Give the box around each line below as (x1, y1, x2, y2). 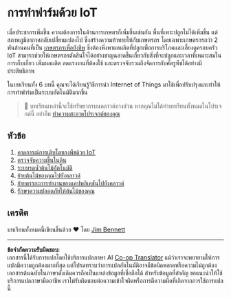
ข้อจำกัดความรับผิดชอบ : (7, 245, 60, 253)
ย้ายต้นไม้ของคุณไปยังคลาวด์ (16, 171, 81, 179)
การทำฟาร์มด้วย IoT (7, 5, 98, 21)
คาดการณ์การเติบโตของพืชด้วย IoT (16, 148, 96, 156)
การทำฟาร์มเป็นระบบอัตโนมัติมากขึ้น (7, 88, 88, 96)
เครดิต (7, 207, 29, 219)
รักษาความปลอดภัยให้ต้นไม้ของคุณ (16, 187, 95, 195)
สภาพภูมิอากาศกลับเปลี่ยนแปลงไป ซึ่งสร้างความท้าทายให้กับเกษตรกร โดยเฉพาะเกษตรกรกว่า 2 (7, 36, 219, 44)
